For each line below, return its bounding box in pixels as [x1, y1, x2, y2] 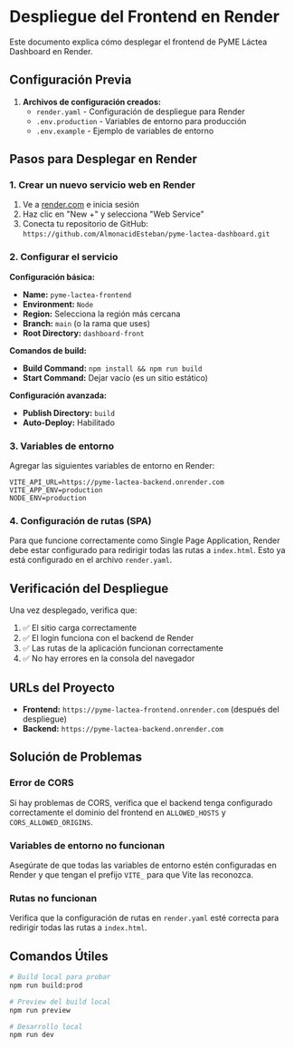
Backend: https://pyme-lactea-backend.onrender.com [22, 723, 224, 733]
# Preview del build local [9, 997, 111, 1006]
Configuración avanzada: [9, 390, 107, 401]
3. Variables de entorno [9, 440, 115, 452]
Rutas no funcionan [9, 891, 98, 904]
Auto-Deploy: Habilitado [22, 417, 116, 428]
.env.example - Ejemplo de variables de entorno [35, 125, 214, 136]
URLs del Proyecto [9, 680, 115, 695]
